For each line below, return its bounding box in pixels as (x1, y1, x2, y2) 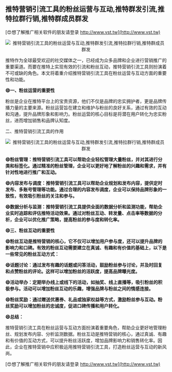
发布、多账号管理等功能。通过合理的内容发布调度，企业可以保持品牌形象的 (5, 186, 162, 192)
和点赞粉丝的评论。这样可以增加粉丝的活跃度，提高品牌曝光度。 (5, 268, 140, 274)
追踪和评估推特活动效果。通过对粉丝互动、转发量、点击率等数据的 (18, 210, 158, 216)
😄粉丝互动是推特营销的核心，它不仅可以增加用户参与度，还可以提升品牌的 (5, 238, 163, 244)
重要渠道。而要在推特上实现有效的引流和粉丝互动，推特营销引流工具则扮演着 (5, 63, 167, 70)
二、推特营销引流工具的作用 (5, 128, 64, 134)
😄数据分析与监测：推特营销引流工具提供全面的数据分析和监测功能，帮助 (5, 204, 158, 210)
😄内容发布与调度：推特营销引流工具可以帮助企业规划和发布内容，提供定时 (5, 180, 163, 186)
